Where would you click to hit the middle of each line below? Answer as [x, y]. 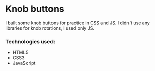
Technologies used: [30, 41]
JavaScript [24, 63]
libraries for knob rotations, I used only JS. [50, 28]
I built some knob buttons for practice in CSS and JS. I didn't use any [78, 23]
